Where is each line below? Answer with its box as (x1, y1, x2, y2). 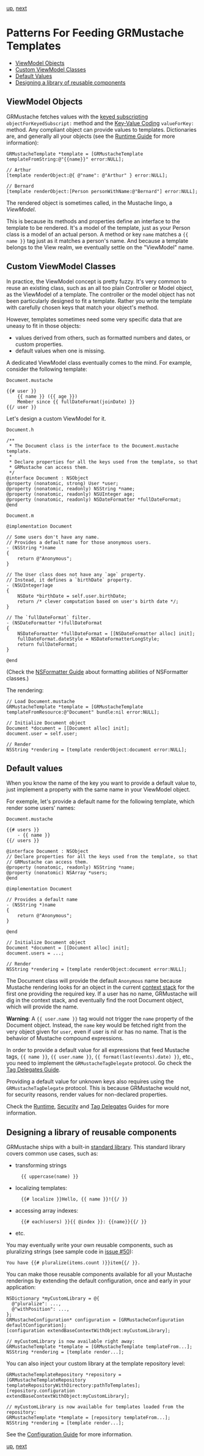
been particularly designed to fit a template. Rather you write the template (6, 297, 192, 305)
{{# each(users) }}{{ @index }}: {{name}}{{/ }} (21, 1219, 147, 1225)
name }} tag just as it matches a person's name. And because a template (6, 237, 189, 244)
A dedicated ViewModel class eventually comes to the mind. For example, (6, 359, 192, 366)
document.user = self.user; (6, 730, 78, 737)
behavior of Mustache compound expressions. (6, 1035, 124, 1042)
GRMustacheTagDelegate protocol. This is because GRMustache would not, (6, 1084, 191, 1092)
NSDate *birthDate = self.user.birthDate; (17, 593, 127, 599)
